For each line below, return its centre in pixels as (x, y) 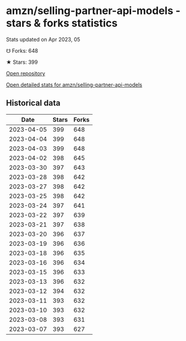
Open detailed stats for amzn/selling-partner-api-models (74, 85)
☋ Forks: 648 (22, 50)
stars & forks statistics (62, 23)
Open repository (26, 73)
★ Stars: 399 (22, 62)
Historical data (33, 103)
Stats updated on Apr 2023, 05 (43, 39)
